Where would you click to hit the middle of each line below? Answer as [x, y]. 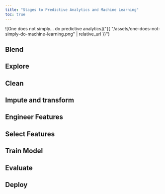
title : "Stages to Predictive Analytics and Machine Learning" [72, 10]
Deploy [16, 185]
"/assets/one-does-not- [136, 28]
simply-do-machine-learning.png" [40, 34]
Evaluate [19, 168]
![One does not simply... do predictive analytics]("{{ [58, 28]
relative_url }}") [94, 34]
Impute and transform [40, 100]
